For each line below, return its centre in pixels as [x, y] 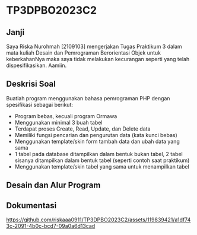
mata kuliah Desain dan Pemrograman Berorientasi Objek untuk [84, 53]
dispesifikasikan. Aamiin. [36, 65]
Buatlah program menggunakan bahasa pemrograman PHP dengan [88, 98]
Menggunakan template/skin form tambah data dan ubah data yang [97, 141]
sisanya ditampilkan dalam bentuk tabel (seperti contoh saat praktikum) [102, 160]
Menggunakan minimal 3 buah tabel [58, 122]
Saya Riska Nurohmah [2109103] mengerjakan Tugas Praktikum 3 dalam [94, 46]
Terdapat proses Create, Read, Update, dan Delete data [82, 129]
